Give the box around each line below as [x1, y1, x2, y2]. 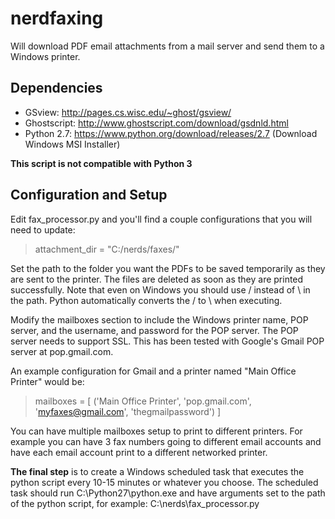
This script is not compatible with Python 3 [10, 157, 193, 169]
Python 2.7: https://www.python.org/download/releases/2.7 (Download [24, 127, 318, 139]
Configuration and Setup [10, 187, 168, 204]
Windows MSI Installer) [24, 138, 121, 150]
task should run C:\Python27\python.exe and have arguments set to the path [10, 487, 326, 499]
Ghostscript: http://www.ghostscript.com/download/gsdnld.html [24, 117, 289, 129]
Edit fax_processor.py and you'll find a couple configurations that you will [10, 213, 313, 225]
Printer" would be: [10, 375, 85, 387]
